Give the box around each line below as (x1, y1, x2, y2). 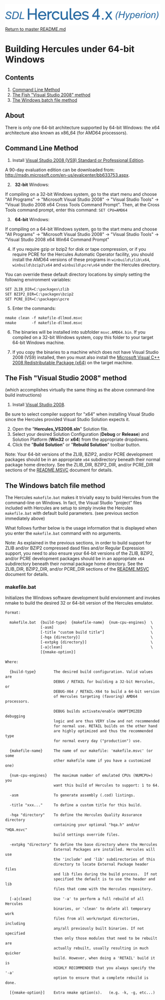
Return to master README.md (5, 26, 66, 32)
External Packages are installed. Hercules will (53, 847, 155, 852)
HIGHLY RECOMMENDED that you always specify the (53, 965, 155, 971)
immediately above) (5, 515, 45, 522)
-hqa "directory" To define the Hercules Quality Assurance (9, 812, 142, 818)
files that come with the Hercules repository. (53, 886, 153, 892)
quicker (5, 951, 21, 956)
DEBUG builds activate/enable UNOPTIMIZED (53, 709, 142, 714)
